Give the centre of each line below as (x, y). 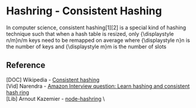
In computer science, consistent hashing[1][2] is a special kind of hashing (96, 27)
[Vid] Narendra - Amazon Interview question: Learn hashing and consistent (98, 86)
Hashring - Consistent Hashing (84, 11)
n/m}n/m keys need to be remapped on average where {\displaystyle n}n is (98, 40)
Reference (26, 65)
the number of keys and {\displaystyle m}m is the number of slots (86, 47)
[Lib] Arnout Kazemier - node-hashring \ (56, 98)
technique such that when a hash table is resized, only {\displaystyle (90, 33)
